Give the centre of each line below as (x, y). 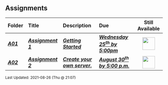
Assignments (26, 8)
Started (72, 47)
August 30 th (114, 59)
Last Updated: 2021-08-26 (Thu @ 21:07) (40, 78)
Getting (72, 40)
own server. (77, 65)
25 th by (108, 44)
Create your (77, 59)
